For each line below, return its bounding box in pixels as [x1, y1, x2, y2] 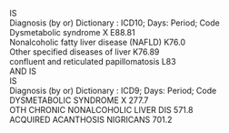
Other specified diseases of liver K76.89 [9, 46, 160, 57]
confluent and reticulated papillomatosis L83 [9, 56, 176, 66]
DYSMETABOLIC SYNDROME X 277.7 [9, 95, 149, 106]
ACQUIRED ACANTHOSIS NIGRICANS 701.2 [9, 114, 173, 125]
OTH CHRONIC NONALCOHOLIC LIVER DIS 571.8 [9, 105, 194, 115]
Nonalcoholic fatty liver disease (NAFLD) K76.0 [9, 36, 186, 47]
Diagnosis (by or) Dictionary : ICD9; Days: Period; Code [9, 86, 217, 96]
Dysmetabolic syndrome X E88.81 [9, 27, 135, 37]
